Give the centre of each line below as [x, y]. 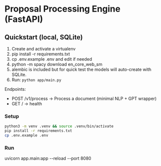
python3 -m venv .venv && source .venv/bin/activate [59, 126]
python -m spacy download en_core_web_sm [57, 64]
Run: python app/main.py [36, 80]
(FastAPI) [24, 19]
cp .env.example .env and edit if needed [52, 59]
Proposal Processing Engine [63, 9]
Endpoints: [15, 89]
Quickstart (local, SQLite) [44, 37]
